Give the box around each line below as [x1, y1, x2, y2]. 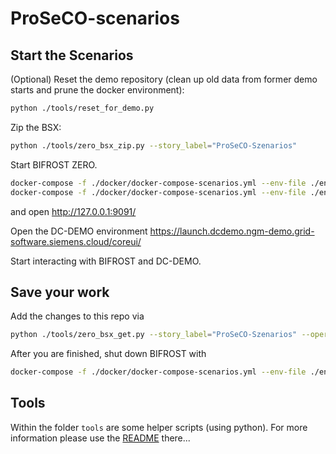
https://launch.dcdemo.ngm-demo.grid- [149, 225, 315, 237]
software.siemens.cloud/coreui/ [10, 235, 142, 247]
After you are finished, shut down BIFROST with [10, 348, 207, 360]
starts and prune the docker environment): [10, 84, 185, 96]
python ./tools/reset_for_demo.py [10, 103, 155, 113]
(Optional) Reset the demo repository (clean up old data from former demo [10, 73, 318, 85]
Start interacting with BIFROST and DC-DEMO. [10, 255, 202, 267]
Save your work [10, 283, 110, 301]
